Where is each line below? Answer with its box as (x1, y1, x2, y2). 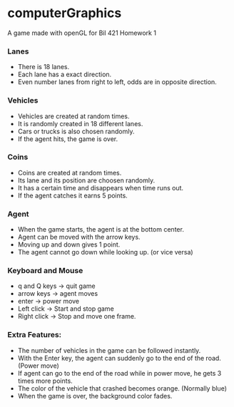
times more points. (17, 376, 73, 385)
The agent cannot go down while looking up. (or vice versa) (17, 248, 194, 257)
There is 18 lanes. (17, 63, 70, 71)
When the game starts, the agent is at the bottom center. (17, 225, 184, 234)
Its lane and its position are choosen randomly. (17, 176, 156, 185)
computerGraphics (7, 5, 122, 21)
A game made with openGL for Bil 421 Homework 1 (7, 29, 157, 37)
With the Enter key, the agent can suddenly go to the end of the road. (17, 354, 221, 362)
